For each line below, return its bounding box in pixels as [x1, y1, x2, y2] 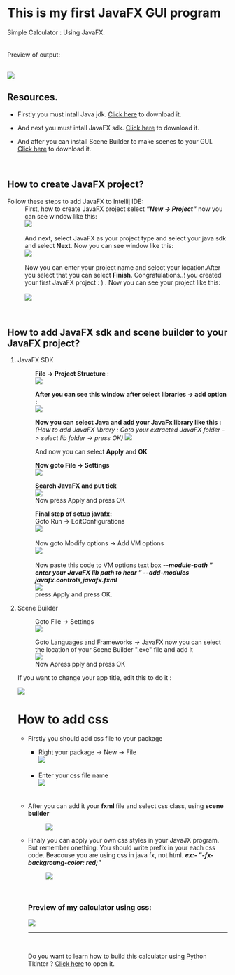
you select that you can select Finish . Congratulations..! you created [24, 271, 222, 279]
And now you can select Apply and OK [34, 447, 148, 456]
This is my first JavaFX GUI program [7, 5, 222, 21]
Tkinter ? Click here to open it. [27, 959, 115, 968]
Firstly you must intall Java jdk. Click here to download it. [17, 110, 182, 118]
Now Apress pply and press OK [34, 660, 126, 669]
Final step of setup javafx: [34, 510, 113, 518]
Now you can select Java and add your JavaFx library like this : [34, 418, 222, 427]
